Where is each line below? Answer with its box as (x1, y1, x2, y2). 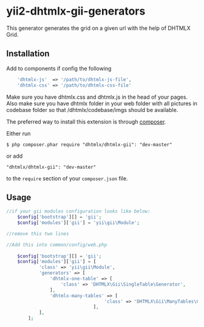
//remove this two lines (6, 230, 69, 237)
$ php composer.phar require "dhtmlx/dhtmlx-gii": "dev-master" (6, 141, 172, 147)
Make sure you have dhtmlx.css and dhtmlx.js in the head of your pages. (6, 93, 188, 100)
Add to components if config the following (6, 65, 112, 72)
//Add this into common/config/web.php (6, 242, 107, 248)
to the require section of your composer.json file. (6, 175, 129, 182)
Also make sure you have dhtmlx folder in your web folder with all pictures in (6, 99, 197, 107)
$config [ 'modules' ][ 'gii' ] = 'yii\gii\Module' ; (17, 220, 140, 226)
